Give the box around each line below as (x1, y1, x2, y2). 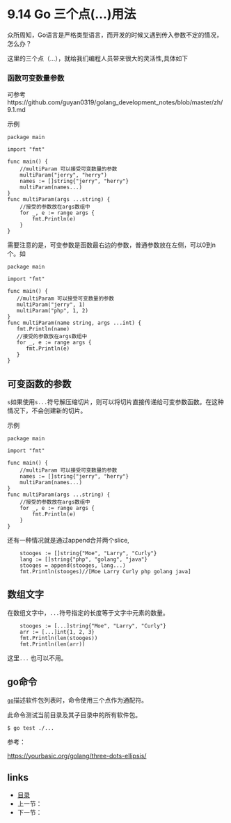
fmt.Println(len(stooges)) (19, 634, 98, 641)
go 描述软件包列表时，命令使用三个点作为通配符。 (7, 696, 148, 704)
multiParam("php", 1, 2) (16, 307, 89, 314)
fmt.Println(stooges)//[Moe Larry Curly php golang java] (19, 568, 191, 575)
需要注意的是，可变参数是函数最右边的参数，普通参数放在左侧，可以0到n (7, 241, 216, 249)
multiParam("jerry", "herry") (19, 172, 108, 179)
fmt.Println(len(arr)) (19, 641, 86, 648)
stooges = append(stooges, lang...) (19, 562, 127, 569)
